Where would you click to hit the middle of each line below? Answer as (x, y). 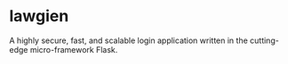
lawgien (39, 16)
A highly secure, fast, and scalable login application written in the (129, 40)
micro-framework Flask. (74, 49)
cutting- (265, 40)
